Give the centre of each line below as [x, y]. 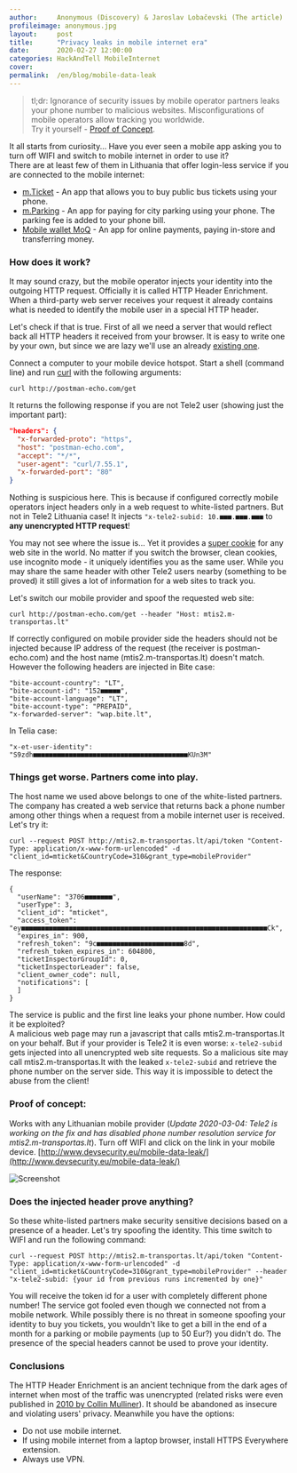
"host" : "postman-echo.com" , [71, 447]
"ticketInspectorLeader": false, [79, 967]
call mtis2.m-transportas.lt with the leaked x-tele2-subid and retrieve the [143, 1062]
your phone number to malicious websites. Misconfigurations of [147, 110]
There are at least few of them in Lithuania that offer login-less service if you [149, 164]
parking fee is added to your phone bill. [94, 220]
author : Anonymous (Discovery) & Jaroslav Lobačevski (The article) [146, 17]
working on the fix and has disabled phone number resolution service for [143, 1133]
